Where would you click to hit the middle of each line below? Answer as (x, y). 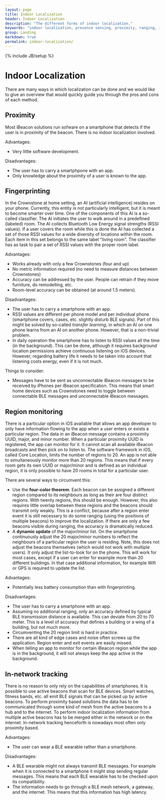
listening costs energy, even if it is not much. (57, 361)
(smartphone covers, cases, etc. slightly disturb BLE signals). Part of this (86, 320)
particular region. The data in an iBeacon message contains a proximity (77, 434)
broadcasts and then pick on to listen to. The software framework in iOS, (79, 450)
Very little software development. (46, 151)
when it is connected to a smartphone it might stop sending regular (80, 771)
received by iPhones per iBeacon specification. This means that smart (83, 386)
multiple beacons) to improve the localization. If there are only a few (81, 521)
